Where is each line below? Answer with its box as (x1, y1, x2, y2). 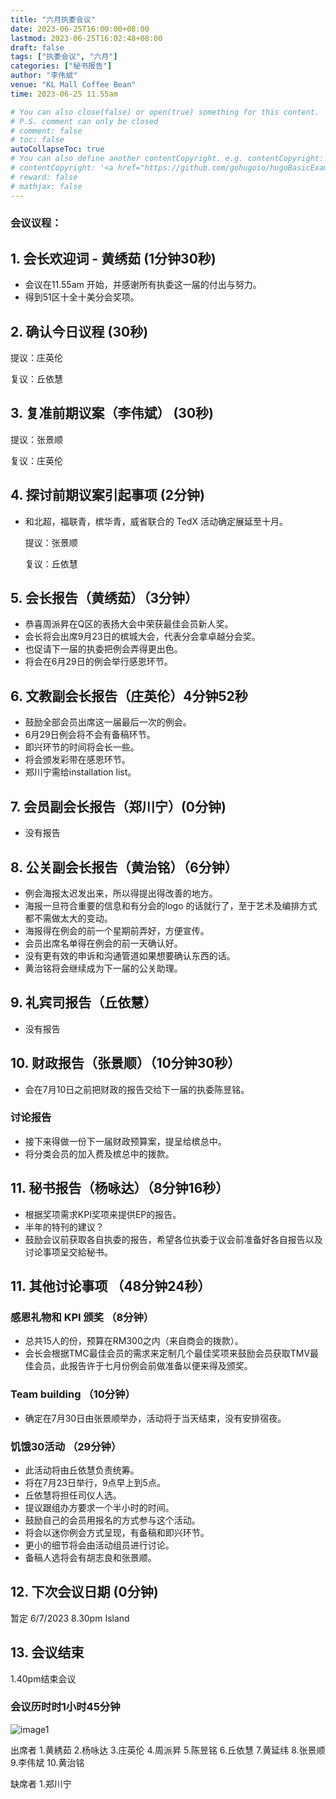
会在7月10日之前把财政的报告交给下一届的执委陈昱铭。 (24, 1083, 250, 1095)
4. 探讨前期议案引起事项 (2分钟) (10, 487, 205, 504)
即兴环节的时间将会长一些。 (24, 741, 140, 753)
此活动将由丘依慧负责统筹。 (24, 1464, 140, 1476)
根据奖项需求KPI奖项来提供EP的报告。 (24, 1208, 182, 1220)
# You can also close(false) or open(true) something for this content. (10, 107, 320, 117)
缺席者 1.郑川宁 (10, 1777, 72, 1790)
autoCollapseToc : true (10, 144, 105, 155)
